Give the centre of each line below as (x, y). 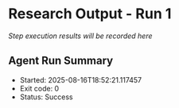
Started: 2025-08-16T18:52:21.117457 (81, 79)
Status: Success (46, 97)
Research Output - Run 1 (90, 14)
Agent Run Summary (61, 61)
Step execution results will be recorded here (80, 36)
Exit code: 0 (39, 88)
